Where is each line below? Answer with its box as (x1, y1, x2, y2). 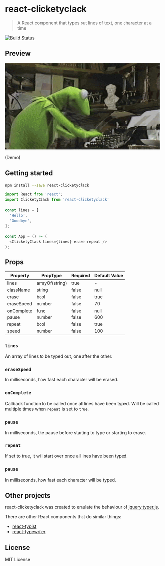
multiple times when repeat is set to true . (5, 406, 89, 412)
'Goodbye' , (9, 218, 32, 223)
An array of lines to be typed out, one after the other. (5, 353, 113, 359)
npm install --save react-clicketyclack (5, 183, 90, 188)
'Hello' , (9, 213, 28, 218)
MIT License (5, 557, 31, 563)
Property (10, 273, 30, 279)
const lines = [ (5, 208, 39, 213)
